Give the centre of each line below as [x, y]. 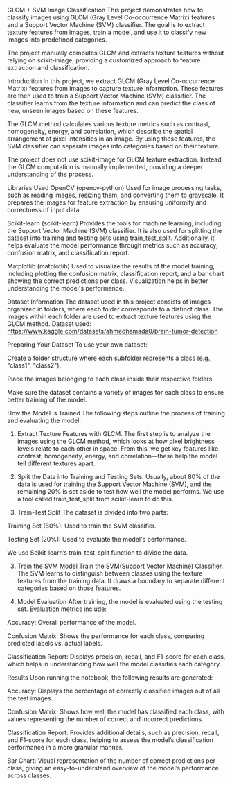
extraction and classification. [48, 68]
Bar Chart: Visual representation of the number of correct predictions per [111, 761]
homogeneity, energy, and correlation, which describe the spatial [100, 131]
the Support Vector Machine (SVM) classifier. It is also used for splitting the [115, 231]
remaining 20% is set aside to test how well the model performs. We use [121, 491]
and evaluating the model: [44, 420]
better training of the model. [47, 399]
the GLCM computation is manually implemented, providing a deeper [105, 167]
